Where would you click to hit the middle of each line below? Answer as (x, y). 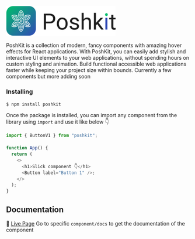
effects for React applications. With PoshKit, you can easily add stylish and (96, 52)
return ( (22, 154)
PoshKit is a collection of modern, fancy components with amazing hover (94, 45)
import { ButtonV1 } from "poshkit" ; (52, 136)
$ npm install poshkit (34, 105)
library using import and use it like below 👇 (58, 122)
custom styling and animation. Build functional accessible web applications (96, 64)
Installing (20, 92)
